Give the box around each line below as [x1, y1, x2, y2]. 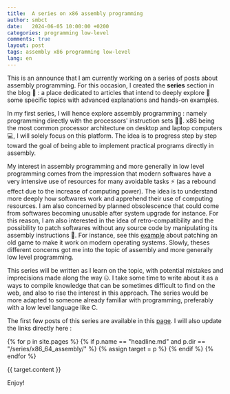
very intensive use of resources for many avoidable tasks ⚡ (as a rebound [7, 177, 216, 185]
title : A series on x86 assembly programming [7, 10, 143, 17]
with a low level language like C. [7, 303, 98, 311]
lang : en [7, 55, 32, 62]
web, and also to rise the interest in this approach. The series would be [7, 289, 209, 297]
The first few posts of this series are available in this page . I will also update [7, 316, 222, 324]
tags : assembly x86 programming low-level [7, 49, 131, 56]
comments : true [7, 36, 51, 43]
